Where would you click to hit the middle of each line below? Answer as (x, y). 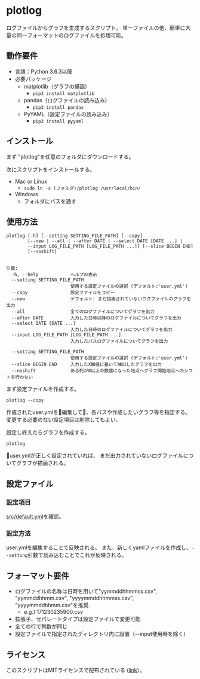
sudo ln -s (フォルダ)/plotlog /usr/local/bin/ (82, 188)
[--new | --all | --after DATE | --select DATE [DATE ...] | (105, 241)
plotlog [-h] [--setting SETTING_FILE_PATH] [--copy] (75, 236)
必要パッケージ (33, 79)
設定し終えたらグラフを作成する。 (48, 433)
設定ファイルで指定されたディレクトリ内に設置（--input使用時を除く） (102, 634)
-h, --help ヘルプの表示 (54, 275)
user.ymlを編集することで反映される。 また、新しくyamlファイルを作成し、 (99, 547)
